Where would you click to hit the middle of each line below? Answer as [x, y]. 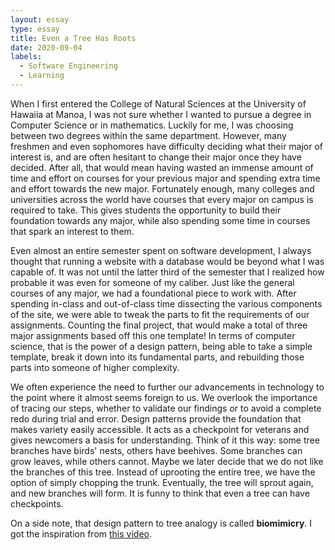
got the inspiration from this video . [81, 533]
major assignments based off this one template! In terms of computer [153, 335]
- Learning [42, 76]
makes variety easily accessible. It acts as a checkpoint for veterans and [160, 429]
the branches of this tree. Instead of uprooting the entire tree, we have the [163, 472]
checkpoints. [37, 503]
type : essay [35, 29]
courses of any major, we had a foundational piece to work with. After [153, 293]
